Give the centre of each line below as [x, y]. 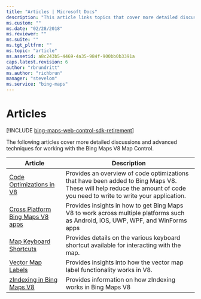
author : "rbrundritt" [33, 67]
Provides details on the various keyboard [123, 237]
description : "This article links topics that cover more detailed [92, 17]
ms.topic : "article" [32, 51]
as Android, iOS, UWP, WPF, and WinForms [126, 221]
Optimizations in [32, 185]
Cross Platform [30, 209]
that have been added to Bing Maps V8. [121, 180]
